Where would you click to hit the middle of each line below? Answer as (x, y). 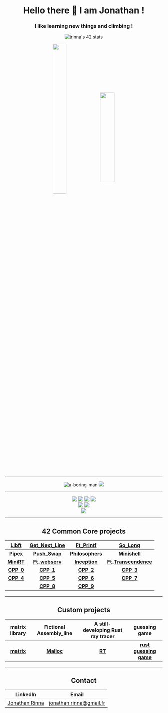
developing (97, 630)
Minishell (130, 554)
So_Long (130, 545)
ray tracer (103, 636)
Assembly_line (55, 633)
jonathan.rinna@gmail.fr (77, 703)
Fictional (55, 627)
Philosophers (86, 554)
